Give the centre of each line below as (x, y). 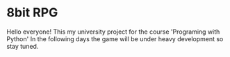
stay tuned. (23, 46)
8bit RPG (32, 13)
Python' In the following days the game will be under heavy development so (115, 38)
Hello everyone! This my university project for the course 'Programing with (113, 32)
